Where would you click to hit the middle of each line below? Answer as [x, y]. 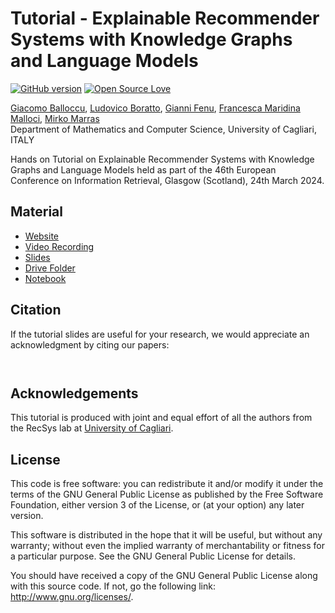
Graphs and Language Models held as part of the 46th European [143, 169]
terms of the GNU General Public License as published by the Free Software [167, 494]
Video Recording [59, 246]
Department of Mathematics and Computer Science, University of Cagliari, [163, 129]
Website [42, 236]
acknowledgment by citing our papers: [90, 344]
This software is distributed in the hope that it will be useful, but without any [166, 535]
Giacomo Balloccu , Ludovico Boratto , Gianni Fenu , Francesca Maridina [155, 108]
